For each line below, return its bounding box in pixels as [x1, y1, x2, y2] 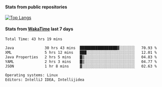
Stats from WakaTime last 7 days [5, 26, 74, 32]
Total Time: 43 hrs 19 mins [5, 37, 63, 42]
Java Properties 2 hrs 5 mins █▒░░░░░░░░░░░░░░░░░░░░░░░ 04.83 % [5, 55, 157, 60]
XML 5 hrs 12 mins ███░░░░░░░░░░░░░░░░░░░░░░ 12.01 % [5, 50, 157, 55]
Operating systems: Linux [5, 72, 58, 78]
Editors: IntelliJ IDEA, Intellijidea [5, 77, 84, 82]
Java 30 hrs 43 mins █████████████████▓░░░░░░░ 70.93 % [5, 45, 157, 51]
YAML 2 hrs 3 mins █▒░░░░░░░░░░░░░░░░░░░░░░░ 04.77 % [5, 59, 157, 64]
